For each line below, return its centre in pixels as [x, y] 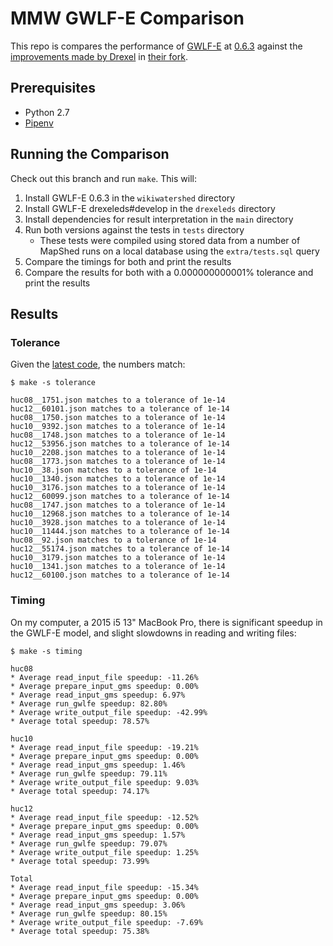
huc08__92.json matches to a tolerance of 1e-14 [113, 540]
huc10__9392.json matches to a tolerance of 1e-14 [118, 427]
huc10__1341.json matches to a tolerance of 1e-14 [118, 567]
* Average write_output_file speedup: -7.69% [106, 922]
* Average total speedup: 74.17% [80, 791]
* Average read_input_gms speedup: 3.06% [98, 905]
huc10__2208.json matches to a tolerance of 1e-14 [118, 453]
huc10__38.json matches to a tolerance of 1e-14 [113, 470]
